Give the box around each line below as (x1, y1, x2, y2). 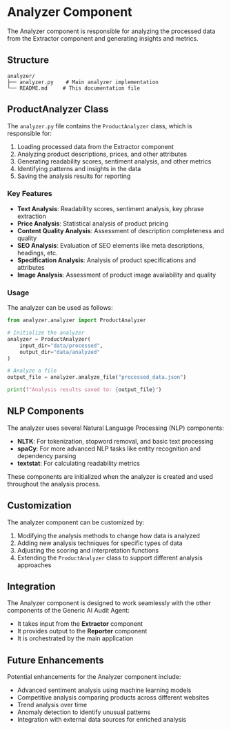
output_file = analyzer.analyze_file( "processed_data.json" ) (7, 374, 187, 381)
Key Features (7, 189, 53, 199)
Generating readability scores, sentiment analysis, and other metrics (17, 157, 212, 166)
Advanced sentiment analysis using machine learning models (17, 686, 192, 694)
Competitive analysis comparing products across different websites (17, 693, 210, 702)
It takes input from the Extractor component (17, 620, 143, 628)
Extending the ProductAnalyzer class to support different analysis (17, 553, 203, 562)
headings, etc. (17, 248, 59, 257)
